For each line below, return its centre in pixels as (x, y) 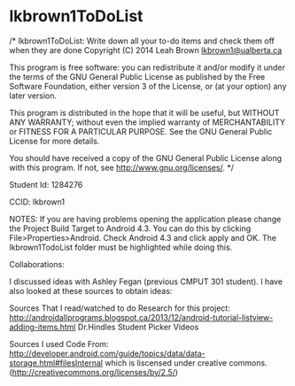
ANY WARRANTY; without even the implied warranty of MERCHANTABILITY (147, 122)
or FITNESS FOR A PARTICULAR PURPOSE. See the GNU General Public (141, 131)
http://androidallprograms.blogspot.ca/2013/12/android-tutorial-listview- (141, 317)
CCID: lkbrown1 (37, 202)
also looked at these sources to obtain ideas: (91, 290)
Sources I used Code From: (59, 344)
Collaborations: (37, 264)
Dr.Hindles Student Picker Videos (138, 327)
